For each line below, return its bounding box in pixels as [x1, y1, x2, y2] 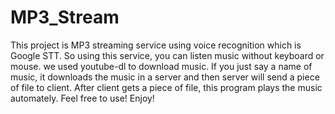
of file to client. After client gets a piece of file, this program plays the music [10, 81, 323, 93]
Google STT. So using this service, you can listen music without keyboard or [10, 49, 325, 61]
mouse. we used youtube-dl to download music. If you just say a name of [10, 60, 313, 72]
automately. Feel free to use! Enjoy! [10, 92, 155, 104]
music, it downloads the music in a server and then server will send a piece [10, 71, 320, 83]
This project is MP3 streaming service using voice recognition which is [10, 39, 302, 51]
